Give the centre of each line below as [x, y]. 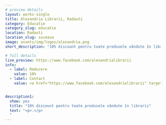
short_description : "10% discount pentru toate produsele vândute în [78, 47]
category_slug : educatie [31, 28]
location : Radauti [24, 33]
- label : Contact [27, 79]
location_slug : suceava [30, 38]
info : [11, 65]
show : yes [20, 101]
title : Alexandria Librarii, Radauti [44, 19]
